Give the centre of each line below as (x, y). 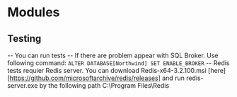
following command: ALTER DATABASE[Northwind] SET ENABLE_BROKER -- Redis (118, 63)
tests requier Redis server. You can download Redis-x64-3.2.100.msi (107, 70)
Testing (24, 39)
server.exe (23, 85)
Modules (34, 12)
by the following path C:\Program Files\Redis (104, 85)
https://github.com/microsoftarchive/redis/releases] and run (97, 78)
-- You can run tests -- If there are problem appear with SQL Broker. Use (113, 55)
